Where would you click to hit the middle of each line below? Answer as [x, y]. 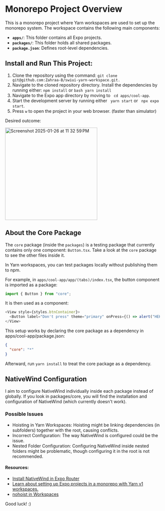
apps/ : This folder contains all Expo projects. [57, 37]
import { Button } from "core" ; [38, 294]
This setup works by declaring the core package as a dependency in [74, 331]
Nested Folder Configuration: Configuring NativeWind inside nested [80, 446]
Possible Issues [24, 414]
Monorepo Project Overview [64, 9]
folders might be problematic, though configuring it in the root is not [81, 451]
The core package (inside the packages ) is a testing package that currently [80, 244]
